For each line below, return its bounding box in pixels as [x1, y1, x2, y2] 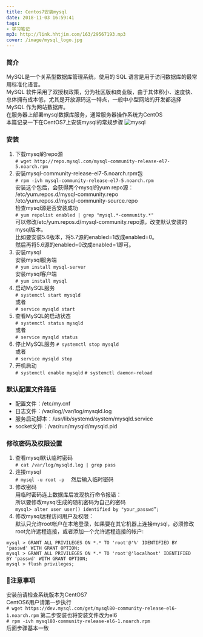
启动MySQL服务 [15, 284, 55, 291]
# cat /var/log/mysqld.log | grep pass [15, 462, 116, 468]
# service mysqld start [15, 306, 76, 312]
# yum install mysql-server [15, 264, 86, 270]
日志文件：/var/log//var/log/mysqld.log [15, 407, 112, 414]
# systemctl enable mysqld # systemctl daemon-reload [15, 369, 153, 376]
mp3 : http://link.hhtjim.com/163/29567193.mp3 [6, 32, 126, 38]
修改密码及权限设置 [6, 439, 62, 448]
